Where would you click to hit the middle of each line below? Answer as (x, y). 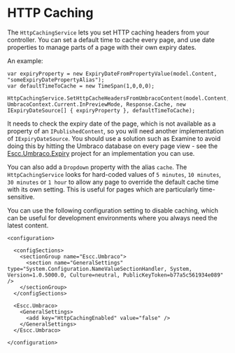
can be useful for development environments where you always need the (113, 218)
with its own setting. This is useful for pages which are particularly (103, 189)
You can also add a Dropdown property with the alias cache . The (97, 167)
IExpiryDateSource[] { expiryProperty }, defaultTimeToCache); (101, 110)
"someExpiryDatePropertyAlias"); (56, 80)
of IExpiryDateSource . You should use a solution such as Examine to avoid (114, 138)
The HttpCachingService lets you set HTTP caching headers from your (108, 32)
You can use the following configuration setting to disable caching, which (113, 210)
